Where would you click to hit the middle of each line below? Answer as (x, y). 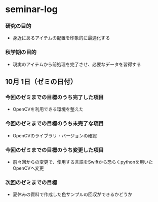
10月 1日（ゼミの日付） (41, 82)
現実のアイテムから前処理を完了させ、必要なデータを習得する (77, 64)
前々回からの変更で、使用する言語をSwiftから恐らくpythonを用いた (83, 162)
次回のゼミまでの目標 (31, 182)
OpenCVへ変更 (28, 168)
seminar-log (32, 9)
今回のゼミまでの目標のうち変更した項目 (54, 150)
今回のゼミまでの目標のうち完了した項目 (54, 97)
